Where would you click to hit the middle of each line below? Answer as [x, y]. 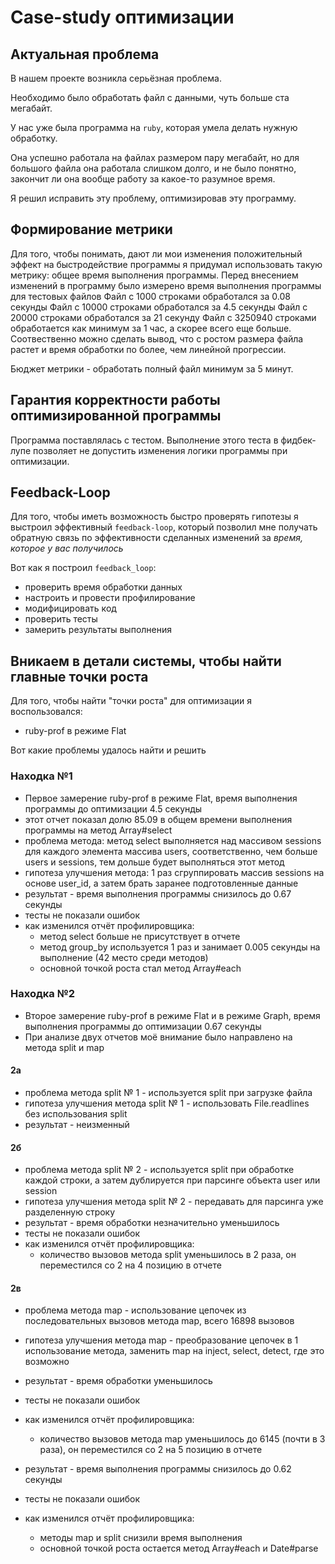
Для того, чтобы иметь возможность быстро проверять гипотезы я [154, 517]
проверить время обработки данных [103, 587]
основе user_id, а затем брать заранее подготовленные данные [161, 883]
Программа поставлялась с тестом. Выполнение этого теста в [144, 440]
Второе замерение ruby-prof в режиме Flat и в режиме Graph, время [172, 1015]
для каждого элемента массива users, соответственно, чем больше [171, 851]
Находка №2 [42, 994]
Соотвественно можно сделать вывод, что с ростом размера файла [157, 338]
